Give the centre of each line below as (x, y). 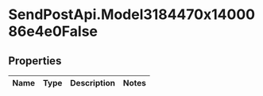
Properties (35, 61)
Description (93, 83)
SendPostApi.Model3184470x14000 (132, 15)
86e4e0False (53, 31)
